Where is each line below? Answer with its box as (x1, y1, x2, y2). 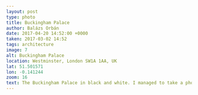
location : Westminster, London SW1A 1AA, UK (6, 58, 117, 64)
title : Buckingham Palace (6, 19, 70, 25)
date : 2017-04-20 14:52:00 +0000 (6, 31, 88, 37)
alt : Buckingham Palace (6, 53, 65, 58)
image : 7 (6, 47, 28, 53)
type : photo (6, 14, 35, 20)
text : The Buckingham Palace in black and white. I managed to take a (6, 80, 183, 86)
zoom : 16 (6, 74, 28, 80)
